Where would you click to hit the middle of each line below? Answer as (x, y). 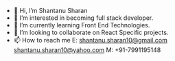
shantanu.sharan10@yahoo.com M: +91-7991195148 (87, 50)
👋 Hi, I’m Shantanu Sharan (50, 11)
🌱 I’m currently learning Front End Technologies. (82, 25)
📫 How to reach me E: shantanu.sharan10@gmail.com (91, 40)
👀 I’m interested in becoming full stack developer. (83, 18)
